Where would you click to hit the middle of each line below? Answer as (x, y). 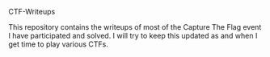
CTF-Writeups (32, 12)
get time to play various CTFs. (59, 44)
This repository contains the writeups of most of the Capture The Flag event (135, 27)
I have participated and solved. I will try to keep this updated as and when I (133, 36)
